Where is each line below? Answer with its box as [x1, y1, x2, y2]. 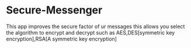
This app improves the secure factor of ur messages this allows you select [6, 23, 185, 30]
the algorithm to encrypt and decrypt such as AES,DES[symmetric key [6, 29, 175, 36]
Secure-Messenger [6, 4, 103, 17]
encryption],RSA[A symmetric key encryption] [6, 35, 117, 42]
